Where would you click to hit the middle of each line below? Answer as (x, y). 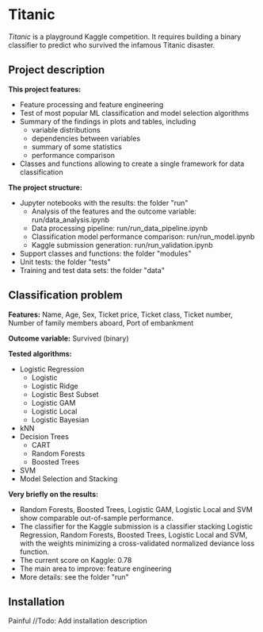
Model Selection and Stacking (69, 479)
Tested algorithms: (40, 353)
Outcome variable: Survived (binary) (69, 338)
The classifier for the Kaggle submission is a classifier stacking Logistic (136, 526)
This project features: (45, 89)
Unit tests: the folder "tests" (65, 262)
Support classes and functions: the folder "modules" (105, 253)
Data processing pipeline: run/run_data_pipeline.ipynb (120, 228)
